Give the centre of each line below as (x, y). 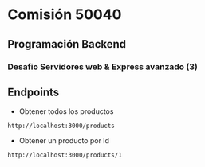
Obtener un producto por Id (64, 141)
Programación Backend (67, 44)
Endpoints (34, 92)
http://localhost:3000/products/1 (65, 155)
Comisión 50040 (65, 15)
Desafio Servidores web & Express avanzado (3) (103, 67)
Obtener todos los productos (66, 111)
